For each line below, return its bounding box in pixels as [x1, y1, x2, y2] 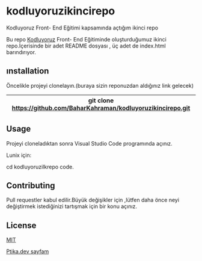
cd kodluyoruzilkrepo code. [6, 163, 74, 170]
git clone [88, 96, 114, 105]
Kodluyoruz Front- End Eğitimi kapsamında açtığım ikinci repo [6, 24, 158, 31]
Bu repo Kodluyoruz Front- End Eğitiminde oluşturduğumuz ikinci [6, 35, 167, 43]
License [6, 220, 37, 230]
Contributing [6, 180, 55, 191]
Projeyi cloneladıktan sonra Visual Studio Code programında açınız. [6, 140, 173, 147]
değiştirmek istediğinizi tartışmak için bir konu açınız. [6, 203, 137, 210]
